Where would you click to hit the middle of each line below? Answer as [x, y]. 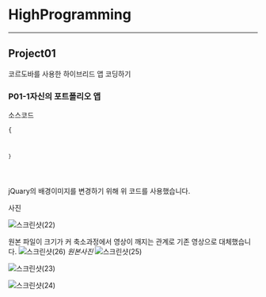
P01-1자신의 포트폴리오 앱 [55, 96]
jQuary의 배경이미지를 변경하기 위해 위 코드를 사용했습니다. [99, 191]
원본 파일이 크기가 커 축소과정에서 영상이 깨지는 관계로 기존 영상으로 [113, 241]
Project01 [32, 54]
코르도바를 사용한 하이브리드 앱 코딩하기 [70, 74]
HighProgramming [70, 15]
